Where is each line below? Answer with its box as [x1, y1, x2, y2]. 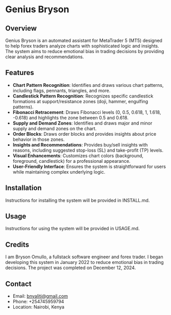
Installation [5, 184, 42, 192]
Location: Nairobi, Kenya [12, 304, 65, 310]
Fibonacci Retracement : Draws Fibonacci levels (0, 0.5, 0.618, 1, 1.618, [12, 109, 161, 115]
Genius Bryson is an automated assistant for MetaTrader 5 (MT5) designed [5, 37, 162, 43]
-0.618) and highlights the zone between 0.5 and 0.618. [12, 114, 129, 120]
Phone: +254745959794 [12, 299, 64, 305]
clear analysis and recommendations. [5, 54, 84, 60]
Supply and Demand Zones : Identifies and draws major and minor [12, 120, 153, 126]
